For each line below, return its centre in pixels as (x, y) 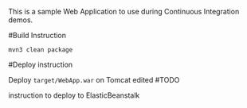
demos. (21, 20)
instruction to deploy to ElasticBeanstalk (74, 95)
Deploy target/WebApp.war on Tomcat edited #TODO (94, 80)
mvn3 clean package (41, 50)
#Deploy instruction (41, 64)
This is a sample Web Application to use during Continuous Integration (124, 12)
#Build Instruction (37, 35)
